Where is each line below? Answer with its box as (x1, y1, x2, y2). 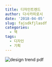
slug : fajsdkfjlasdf (5, 20, 48, 26)
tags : (5, 34, 16, 39)
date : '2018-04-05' (5, 16, 45, 21)
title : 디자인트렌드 (5, 7, 41, 12)
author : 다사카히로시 (5, 12, 43, 17)
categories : (5, 25, 29, 30)
